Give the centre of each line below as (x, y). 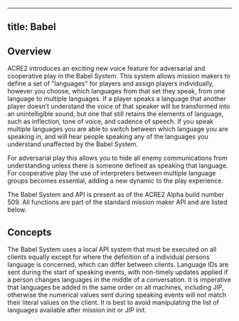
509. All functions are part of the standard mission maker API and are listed (117, 202)
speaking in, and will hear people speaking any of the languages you (108, 137)
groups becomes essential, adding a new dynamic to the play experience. (116, 181)
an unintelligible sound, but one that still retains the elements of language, (116, 114)
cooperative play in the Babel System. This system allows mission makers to (119, 76)
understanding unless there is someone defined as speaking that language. (118, 165)
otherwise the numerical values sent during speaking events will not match (117, 295)
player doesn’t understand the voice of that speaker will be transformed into (119, 106)
